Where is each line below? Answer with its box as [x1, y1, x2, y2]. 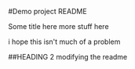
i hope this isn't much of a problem [8, 37, 121, 46]
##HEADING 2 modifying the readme [8, 53, 128, 61]
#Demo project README [8, 7, 88, 16]
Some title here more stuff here [8, 22, 109, 31]
